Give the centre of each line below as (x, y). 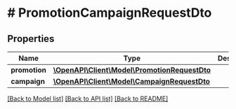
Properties (31, 39)
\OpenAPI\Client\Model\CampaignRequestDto (132, 81)
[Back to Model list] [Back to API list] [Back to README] (88, 99)
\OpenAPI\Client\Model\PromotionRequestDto (132, 70)
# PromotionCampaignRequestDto (110, 13)
